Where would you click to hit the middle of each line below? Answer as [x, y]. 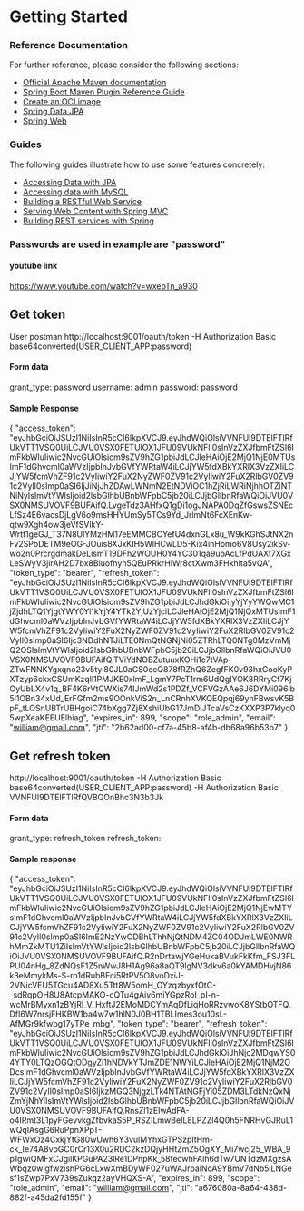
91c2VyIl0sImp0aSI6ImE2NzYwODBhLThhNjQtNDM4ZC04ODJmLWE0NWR [151, 937]
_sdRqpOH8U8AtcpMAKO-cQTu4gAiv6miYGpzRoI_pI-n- [115, 995]
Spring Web [44, 121]
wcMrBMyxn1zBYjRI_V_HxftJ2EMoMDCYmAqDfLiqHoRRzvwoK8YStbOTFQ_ [151, 1005]
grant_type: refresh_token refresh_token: [85, 839]
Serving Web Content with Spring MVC [95, 211]
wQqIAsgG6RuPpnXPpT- [56, 1130]
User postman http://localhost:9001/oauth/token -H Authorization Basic [143, 336]
